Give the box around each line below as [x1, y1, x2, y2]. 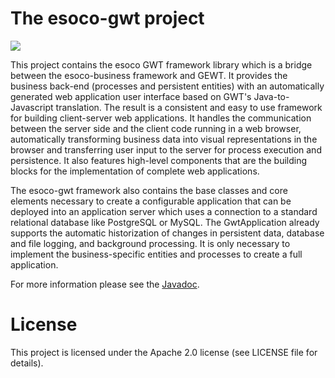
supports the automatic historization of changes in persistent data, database [10, 227, 325, 239]
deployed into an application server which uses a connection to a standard [10, 205, 318, 217]
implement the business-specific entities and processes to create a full [10, 248, 303, 260]
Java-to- [253, 90, 290, 102]
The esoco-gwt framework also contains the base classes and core [10, 184, 288, 196]
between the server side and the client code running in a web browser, [10, 122, 302, 134]
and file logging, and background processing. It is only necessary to [10, 237, 291, 249]
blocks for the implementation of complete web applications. [10, 165, 260, 177]
